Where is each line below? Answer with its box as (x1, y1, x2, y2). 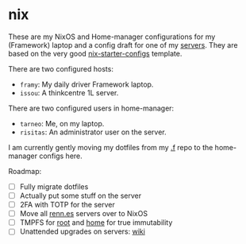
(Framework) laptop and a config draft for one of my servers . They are (8, 40, 238, 49)
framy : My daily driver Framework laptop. (19, 79, 154, 89)
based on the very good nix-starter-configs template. (8, 48, 183, 58)
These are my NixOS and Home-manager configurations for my (8, 32, 216, 41)
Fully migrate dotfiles (19, 181, 89, 192)
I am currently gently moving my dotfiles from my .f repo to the (8, 142, 213, 152)
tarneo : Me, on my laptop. (19, 118, 105, 128)
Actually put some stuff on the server (19, 191, 141, 200)
